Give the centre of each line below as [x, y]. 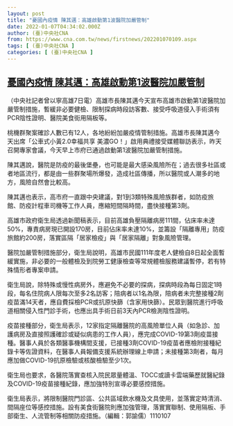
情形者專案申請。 [37, 270]
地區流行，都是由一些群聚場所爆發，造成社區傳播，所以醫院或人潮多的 [113, 173]
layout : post [26, 14]
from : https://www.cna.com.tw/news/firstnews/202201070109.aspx [102, 40]
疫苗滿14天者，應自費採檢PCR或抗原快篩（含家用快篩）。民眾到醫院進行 [109, 302]
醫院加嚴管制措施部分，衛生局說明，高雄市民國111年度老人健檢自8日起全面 [113, 252]
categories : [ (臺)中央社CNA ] [50, 53]
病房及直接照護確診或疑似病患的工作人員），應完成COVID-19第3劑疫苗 [113, 334]
